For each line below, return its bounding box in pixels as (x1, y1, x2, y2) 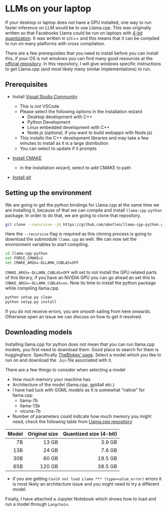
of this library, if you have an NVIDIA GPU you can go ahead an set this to (5, 275, 156, 281)
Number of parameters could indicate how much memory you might (12, 413, 152, 419)
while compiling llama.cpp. (5, 285, 60, 291)
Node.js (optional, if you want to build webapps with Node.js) (27, 130, 153, 136)
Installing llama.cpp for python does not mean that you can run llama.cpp (5, 341, 155, 347)
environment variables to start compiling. (5, 241, 89, 247)
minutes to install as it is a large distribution (19, 140, 108, 146)
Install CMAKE (12, 155, 42, 161)
